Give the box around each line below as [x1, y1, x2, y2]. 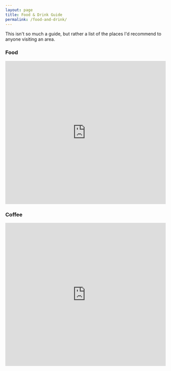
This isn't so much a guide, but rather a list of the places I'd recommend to [5, 31, 162, 37]
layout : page [5, 7, 33, 13]
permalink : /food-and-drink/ [5, 17, 67, 22]
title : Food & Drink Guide [5, 12, 63, 17]
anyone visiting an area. [5, 36, 55, 42]
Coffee [5, 211, 23, 218]
